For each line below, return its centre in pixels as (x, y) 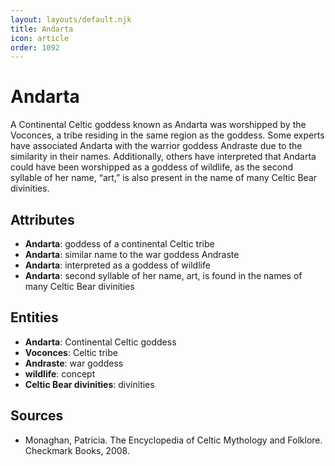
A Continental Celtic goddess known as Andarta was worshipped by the (158, 125)
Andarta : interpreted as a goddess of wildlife (117, 265)
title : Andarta (42, 29)
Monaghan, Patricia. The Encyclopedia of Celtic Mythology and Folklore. (173, 440)
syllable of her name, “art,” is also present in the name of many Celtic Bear (164, 178)
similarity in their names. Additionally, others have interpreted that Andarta (163, 157)
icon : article (40, 38)
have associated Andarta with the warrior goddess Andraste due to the (156, 146)
